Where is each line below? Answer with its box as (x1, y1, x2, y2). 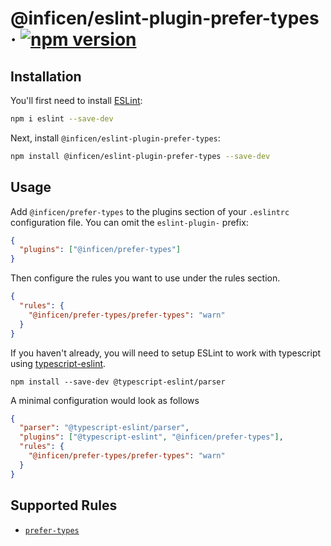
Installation (10, 68, 82, 85)
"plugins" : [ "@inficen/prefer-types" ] (19, 245, 182, 255)
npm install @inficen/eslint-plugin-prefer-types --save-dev (10, 151, 271, 161)
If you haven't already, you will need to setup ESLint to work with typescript (10, 347, 322, 359)
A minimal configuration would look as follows (10, 394, 200, 406)
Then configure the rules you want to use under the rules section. (10, 272, 281, 284)
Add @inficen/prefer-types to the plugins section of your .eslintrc (10, 205, 290, 217)
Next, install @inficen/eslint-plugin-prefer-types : (10, 132, 221, 144)
